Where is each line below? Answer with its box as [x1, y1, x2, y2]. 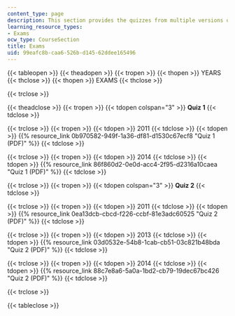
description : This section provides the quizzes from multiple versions [7, 17, 224, 24]
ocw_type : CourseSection [7, 36, 80, 43]
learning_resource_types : [7, 23, 83, 30]
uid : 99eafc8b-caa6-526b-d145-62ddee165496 [7, 50, 136, 57]
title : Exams [7, 43, 45, 50]
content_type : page [7, 10, 64, 18]
